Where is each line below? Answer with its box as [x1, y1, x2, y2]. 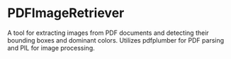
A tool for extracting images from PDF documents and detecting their [7, 28, 209, 37]
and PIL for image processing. [7, 43, 95, 52]
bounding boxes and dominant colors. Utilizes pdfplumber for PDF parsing [7, 36, 225, 44]
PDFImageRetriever [7, 5, 125, 21]
